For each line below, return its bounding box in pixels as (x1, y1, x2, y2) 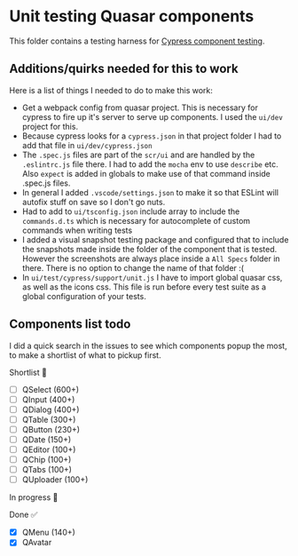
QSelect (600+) (21, 384, 80, 394)
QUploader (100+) (21, 474, 89, 485)
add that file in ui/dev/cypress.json (21, 139, 153, 150)
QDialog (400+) (21, 404, 80, 415)
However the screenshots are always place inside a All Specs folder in (21, 253, 281, 264)
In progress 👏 (9, 492, 59, 503)
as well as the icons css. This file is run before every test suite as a (21, 282, 267, 292)
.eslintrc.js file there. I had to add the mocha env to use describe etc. (21, 158, 279, 170)
